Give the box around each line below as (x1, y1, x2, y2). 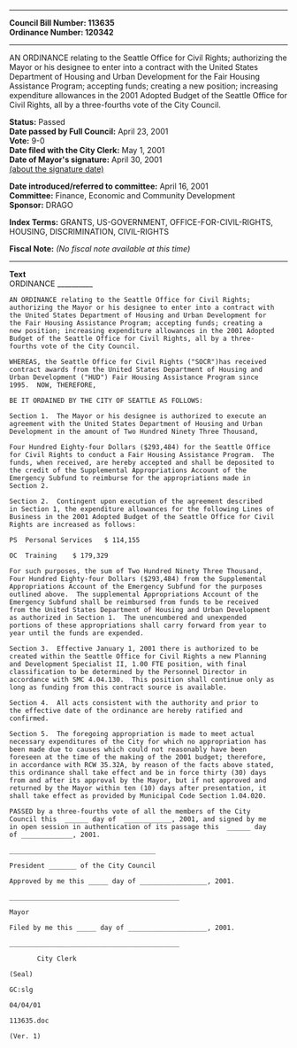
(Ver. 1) (9, 1032, 42, 1041)
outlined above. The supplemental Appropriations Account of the (9, 590, 259, 599)
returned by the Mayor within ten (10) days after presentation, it (9, 784, 267, 793)
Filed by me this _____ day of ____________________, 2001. (9, 923, 236, 932)
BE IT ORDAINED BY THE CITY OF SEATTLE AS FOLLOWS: (9, 396, 203, 405)
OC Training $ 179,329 (9, 551, 109, 560)
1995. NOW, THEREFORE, (9, 381, 97, 390)
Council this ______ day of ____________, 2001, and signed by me (9, 815, 267, 824)
